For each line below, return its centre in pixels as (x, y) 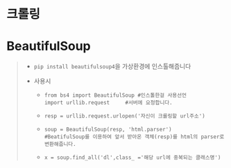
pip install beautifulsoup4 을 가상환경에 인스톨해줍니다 (112, 66)
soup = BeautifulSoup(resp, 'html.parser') (108, 130)
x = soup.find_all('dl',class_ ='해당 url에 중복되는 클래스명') (132, 158)
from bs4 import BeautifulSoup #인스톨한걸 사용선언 (115, 95)
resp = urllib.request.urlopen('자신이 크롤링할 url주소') (125, 116)
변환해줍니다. (60, 144)
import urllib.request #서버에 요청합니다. (108, 103)
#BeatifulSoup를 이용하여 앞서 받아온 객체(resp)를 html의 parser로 (134, 137)
